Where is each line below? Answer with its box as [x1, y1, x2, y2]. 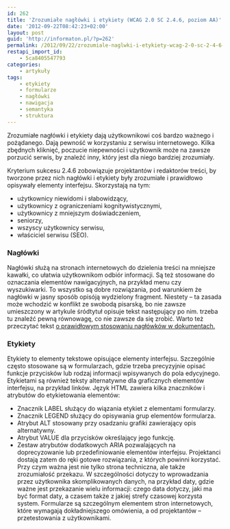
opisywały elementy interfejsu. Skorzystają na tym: [7, 181, 151, 189]
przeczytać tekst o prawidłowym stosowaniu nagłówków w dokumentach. [7, 322, 216, 330]
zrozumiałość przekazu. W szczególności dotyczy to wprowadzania [16, 470, 209, 478]
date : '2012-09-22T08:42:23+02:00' [7, 23, 109, 30]
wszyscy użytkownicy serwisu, [16, 223, 105, 232]
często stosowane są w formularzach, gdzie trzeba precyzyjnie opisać [7, 362, 206, 370]
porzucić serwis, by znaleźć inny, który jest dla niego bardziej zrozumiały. [7, 153, 215, 161]
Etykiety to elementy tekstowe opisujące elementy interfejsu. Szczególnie [7, 354, 215, 363]
